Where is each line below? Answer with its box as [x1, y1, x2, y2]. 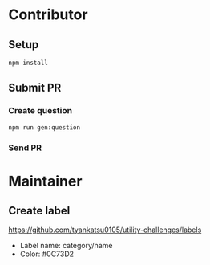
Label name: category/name [19, 241, 113, 251]
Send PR [8, 142, 42, 153]
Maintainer [8, 172, 83, 190]
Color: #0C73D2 [19, 249, 75, 259]
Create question [8, 105, 73, 116]
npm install [8, 59, 48, 67]
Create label [8, 203, 71, 218]
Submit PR [8, 81, 62, 95]
